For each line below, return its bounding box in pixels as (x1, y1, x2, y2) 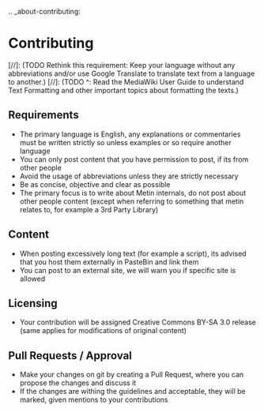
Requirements (8, 108, 79, 122)
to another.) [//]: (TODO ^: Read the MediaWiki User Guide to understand (8, 77, 244, 86)
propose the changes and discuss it (19, 378, 137, 388)
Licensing (8, 296, 58, 310)
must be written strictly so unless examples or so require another (19, 137, 232, 147)
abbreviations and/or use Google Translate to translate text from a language (8, 69, 255, 78)
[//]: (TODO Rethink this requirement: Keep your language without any (8, 60, 236, 69)
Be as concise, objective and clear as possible (19, 179, 171, 189)
